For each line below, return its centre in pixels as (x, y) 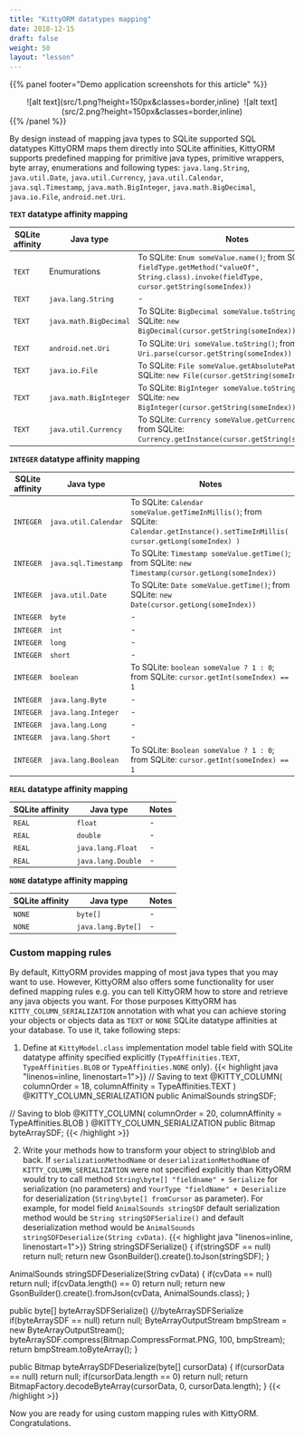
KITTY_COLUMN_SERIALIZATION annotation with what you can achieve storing (148, 1011)
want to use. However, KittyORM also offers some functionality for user (142, 982)
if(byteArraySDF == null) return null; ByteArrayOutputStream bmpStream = (148, 1320)
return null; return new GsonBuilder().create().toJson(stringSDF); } (146, 1256)
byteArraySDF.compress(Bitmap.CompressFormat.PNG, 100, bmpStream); (147, 1339)
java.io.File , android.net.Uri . (68, 197)
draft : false (34, 38)
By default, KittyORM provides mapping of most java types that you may (144, 972)
